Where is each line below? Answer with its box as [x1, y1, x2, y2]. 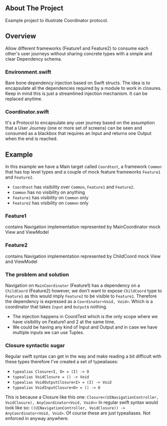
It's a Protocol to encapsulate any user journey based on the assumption [5, 120, 155, 126]
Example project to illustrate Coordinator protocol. [5, 17, 109, 23]
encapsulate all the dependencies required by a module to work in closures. [5, 85, 162, 91]
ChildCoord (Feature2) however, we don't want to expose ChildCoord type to [5, 288, 162, 294]
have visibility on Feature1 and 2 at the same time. [12, 319, 116, 325]
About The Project [5, 4, 64, 13]
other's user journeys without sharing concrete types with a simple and [5, 50, 152, 57]
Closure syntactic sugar [5, 342, 65, 349]
